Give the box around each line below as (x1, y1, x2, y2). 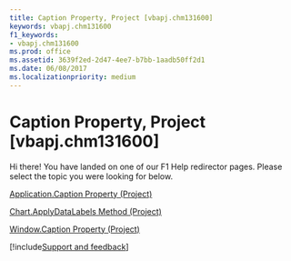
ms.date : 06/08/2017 (9, 65, 88, 74)
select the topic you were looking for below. (9, 170, 174, 182)
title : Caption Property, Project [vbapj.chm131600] (9, 13, 214, 23)
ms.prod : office (9, 47, 71, 56)
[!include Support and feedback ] (9, 241, 129, 252)
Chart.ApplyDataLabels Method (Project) (9, 206, 162, 216)
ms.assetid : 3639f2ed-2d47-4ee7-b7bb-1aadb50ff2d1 (9, 55, 206, 65)
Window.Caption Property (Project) (9, 224, 141, 235)
